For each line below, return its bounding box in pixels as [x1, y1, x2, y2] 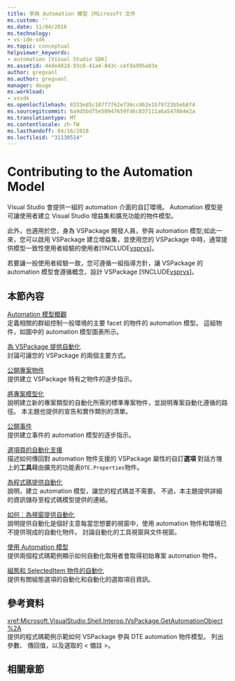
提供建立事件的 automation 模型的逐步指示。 [7, 431, 135, 439]
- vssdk [7, 95, 30, 102]
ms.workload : [7, 88, 45, 95]
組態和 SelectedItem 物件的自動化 [7, 566, 104, 575]
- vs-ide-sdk [7, 36, 45, 43]
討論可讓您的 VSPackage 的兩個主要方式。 [7, 351, 130, 359]
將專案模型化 [7, 390, 44, 398]
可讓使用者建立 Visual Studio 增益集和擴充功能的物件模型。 [7, 211, 177, 220]
